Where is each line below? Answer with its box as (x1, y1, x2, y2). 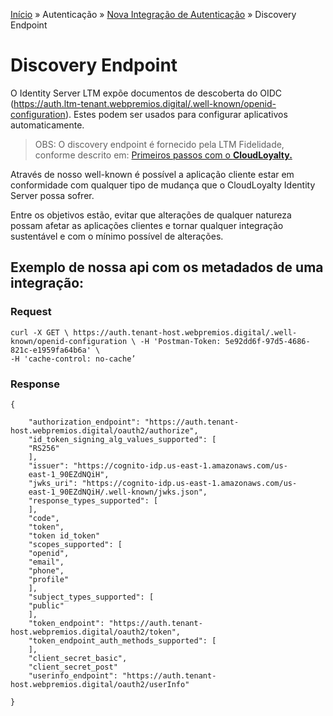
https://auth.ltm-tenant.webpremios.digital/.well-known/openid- (13, 97, 277, 109)
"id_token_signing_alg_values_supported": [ (28, 434, 217, 444)
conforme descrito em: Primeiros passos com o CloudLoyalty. (34, 149, 293, 161)
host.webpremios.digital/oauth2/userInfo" (10, 679, 190, 689)
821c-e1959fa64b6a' (10, 345, 92, 355)
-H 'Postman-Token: (139, 336, 222, 346)
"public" (28, 600, 65, 611)
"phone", (28, 565, 65, 576)
